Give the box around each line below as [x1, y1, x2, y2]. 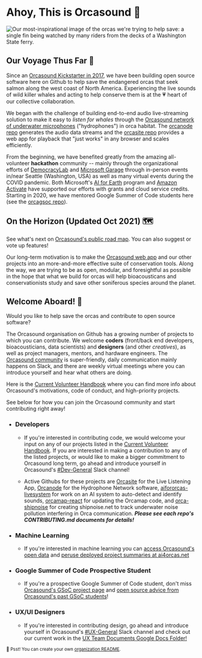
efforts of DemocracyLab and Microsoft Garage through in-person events [6, 166, 188, 173]
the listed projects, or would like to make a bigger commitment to [23, 453, 185, 460]
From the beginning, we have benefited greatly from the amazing [6, 153, 167, 160]
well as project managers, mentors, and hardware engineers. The [6, 350, 168, 357]
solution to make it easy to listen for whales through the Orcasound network [6, 116, 194, 123]
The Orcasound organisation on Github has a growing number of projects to [6, 331, 194, 338]
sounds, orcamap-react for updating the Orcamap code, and [23, 497, 174, 504]
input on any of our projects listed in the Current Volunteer [23, 440, 168, 448]
